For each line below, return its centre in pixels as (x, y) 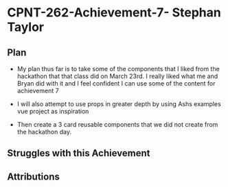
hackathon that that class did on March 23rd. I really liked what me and (117, 76)
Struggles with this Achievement (79, 153)
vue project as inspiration (53, 111)
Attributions (34, 176)
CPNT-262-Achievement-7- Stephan (114, 13)
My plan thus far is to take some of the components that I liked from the (118, 69)
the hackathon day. (44, 132)
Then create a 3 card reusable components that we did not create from (117, 124)
